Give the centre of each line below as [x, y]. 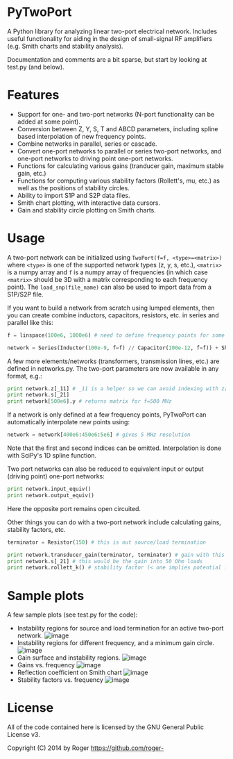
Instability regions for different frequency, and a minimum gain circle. [116, 643]
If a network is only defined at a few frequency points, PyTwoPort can [107, 415]
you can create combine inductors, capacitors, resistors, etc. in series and [113, 315]
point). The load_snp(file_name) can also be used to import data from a [109, 287]
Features [33, 95]
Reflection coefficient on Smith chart [70, 673]
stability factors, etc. [36, 529]
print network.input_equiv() [49, 489]
